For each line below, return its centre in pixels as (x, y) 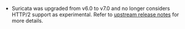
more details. (28, 21)
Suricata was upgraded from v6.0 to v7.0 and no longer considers (91, 8)
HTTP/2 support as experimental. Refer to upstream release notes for (95, 14)
